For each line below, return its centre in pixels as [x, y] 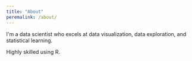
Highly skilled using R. [33, 52]
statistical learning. [29, 40]
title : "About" [25, 12]
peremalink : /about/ [32, 17]
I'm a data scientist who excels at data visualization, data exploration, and [96, 34]
